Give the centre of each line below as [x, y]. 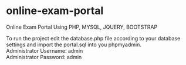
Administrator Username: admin [45, 50]
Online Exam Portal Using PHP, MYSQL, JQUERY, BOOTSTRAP [82, 27]
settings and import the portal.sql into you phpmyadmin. [74, 45]
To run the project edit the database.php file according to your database [93, 38]
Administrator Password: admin [44, 57]
